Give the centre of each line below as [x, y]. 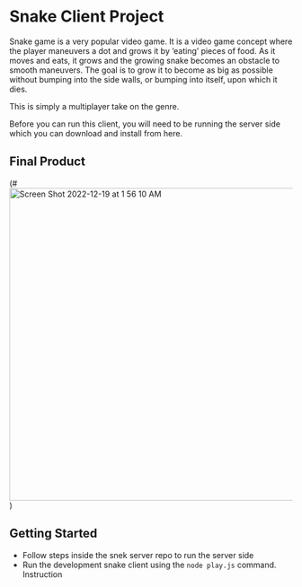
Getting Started [53, 534]
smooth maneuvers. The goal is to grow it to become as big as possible [142, 70]
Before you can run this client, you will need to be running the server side [145, 124]
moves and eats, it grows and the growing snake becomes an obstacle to [145, 60]
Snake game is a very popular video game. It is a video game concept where [151, 41]
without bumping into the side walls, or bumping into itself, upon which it [143, 79]
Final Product [47, 162]
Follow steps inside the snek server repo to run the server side [138, 555]
